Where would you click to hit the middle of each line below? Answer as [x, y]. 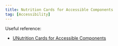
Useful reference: [23, 28]
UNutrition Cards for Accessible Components [59, 38]
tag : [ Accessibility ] [28, 14]
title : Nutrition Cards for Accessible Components [59, 10]
